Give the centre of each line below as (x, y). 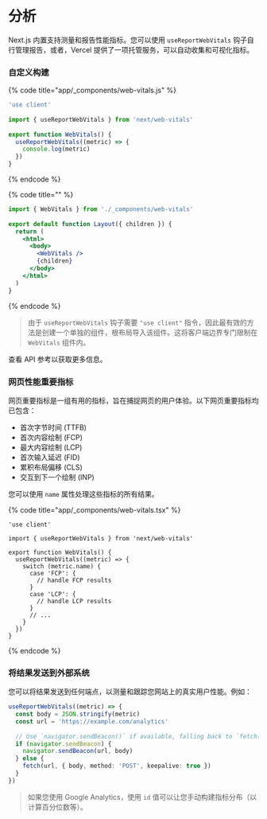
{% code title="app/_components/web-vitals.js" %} (93, 90)
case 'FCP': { (53, 573)
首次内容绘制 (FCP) (51, 437)
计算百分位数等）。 (57, 807)
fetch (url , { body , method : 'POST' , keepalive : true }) (117, 766)
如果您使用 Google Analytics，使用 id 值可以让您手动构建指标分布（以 (142, 797)
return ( (30, 232)
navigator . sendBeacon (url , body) (78, 751)
